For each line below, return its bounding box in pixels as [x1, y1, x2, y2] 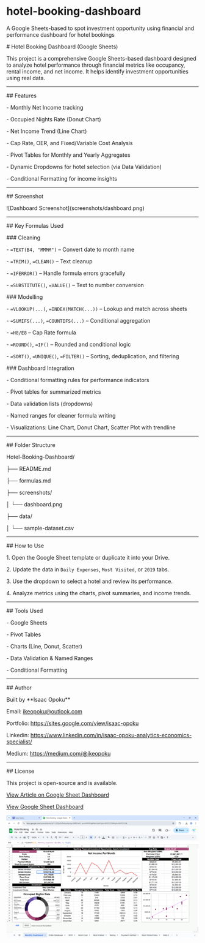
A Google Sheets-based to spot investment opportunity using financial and [6, 24, 195, 32]
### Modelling [6, 293, 43, 301]
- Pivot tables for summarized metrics [6, 388, 101, 396]
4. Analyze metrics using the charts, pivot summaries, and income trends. [6, 589, 192, 596]
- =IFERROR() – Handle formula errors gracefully [6, 269, 126, 277]
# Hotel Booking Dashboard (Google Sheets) [6, 43, 118, 50]
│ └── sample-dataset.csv [6, 524, 74, 532]
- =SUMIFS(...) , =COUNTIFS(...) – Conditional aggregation [6, 317, 151, 324]
